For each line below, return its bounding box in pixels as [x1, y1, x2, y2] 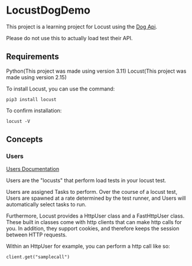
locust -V [6, 118, 31, 124]
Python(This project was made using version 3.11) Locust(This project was [6, 67, 187, 74]
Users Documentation [6, 166, 60, 173]
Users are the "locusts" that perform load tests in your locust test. [6, 177, 167, 184]
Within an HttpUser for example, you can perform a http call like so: [6, 243, 170, 250]
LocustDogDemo [6, 4, 90, 17]
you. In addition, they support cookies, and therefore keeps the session [6, 225, 180, 232]
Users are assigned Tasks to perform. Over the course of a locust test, [6, 189, 178, 196]
